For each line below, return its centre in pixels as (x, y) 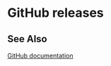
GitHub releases (55, 13)
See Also (27, 39)
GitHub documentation (40, 55)
